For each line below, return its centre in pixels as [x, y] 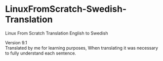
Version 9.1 [16, 42]
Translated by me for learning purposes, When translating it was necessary [81, 48]
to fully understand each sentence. [41, 53]
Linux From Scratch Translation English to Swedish [57, 33]
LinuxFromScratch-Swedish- [66, 9]
